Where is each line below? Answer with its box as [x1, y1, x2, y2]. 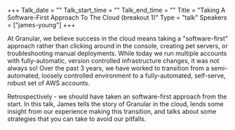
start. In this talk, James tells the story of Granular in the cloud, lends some [7, 100, 224, 108]
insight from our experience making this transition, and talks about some [7, 108, 217, 115]
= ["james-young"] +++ [7, 21, 76, 29]
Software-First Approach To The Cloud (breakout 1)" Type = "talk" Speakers [7, 13, 227, 22]
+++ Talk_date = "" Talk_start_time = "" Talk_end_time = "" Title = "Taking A [7, 6, 226, 14]
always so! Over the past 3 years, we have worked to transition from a [7, 64, 210, 72]
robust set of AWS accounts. [7, 79, 90, 87]
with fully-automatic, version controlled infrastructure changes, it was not [7, 57, 220, 65]
